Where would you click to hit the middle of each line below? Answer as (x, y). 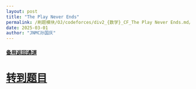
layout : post (22, 11)
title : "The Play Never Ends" (43, 17)
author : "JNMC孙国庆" (31, 33)
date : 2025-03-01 (27, 28)
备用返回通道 (21, 52)
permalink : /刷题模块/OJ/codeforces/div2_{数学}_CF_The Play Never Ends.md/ (99, 22)
